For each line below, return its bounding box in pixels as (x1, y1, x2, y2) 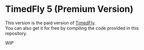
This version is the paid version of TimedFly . (5, 20, 96, 26)
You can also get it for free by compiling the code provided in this (5, 25, 139, 31)
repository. (5, 30, 27, 36)
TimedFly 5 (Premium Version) (5, 3, 134, 15)
